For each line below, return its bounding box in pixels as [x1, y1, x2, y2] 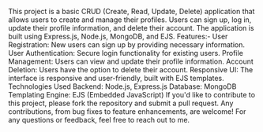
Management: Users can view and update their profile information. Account [8, 57, 254, 66]
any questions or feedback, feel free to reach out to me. [8, 115, 190, 124]
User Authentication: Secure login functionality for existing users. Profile [8, 49, 243, 57]
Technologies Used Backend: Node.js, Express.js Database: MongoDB [8, 82, 237, 91]
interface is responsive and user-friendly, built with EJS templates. [8, 74, 225, 82]
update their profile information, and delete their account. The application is [8, 24, 254, 32]
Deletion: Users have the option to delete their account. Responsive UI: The [8, 65, 254, 74]
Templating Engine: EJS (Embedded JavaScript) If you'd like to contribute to [8, 90, 255, 99]
